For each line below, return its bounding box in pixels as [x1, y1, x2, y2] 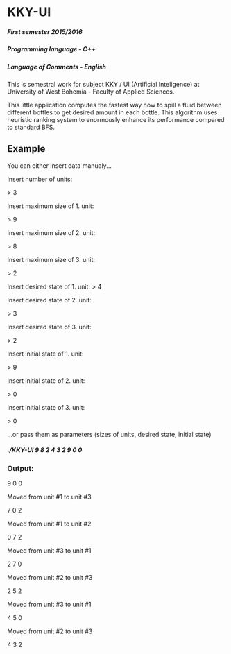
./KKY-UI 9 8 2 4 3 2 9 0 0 [7, 446, 83, 454]
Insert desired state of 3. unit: [7, 322, 92, 331]
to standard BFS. [7, 123, 55, 131]
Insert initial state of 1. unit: [7, 350, 84, 358]
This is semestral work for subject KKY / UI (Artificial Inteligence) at [7, 80, 200, 88]
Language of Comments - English [7, 62, 106, 71]
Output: [7, 463, 34, 473]
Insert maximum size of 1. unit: [7, 202, 94, 210]
